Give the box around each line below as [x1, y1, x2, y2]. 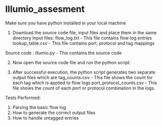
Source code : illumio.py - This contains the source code [5, 50, 122, 56]
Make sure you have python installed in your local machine [5, 20, 126, 26]
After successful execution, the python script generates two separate [12, 69, 156, 75]
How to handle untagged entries [12, 115, 79, 121]
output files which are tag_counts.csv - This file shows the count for [12, 74, 153, 80]
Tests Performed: [5, 95, 41, 101]
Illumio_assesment [5, 3, 85, 15]
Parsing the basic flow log [12, 104, 66, 110]
